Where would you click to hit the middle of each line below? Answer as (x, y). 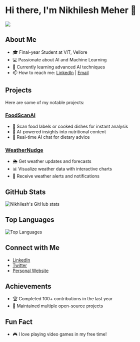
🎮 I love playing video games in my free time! (59, 334)
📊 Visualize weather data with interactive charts (62, 169)
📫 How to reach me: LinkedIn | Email (50, 72)
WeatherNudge (24, 150)
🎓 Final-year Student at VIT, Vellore (50, 52)
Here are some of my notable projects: (45, 102)
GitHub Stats (25, 192)
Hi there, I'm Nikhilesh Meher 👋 (71, 10)
